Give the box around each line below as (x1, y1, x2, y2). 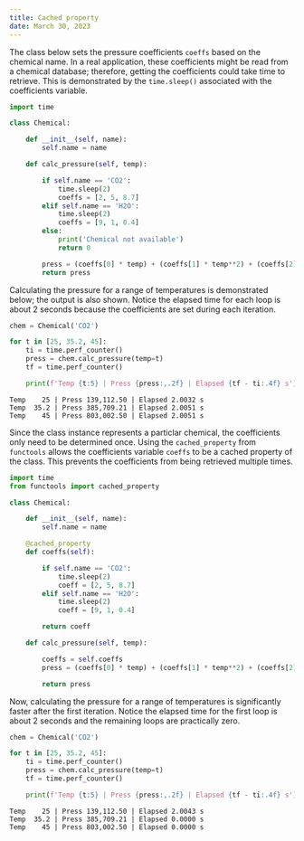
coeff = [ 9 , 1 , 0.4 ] (57, 606, 136, 615)
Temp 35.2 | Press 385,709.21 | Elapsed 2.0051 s (9, 403, 204, 412)
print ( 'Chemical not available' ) (57, 235, 184, 244)
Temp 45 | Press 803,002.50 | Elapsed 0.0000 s (9, 822, 204, 832)
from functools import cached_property (9, 481, 160, 491)
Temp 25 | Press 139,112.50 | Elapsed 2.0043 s (9, 807, 204, 816)
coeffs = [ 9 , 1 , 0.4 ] (57, 218, 140, 227)
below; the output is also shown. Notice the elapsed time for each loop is (9, 294, 281, 305)
